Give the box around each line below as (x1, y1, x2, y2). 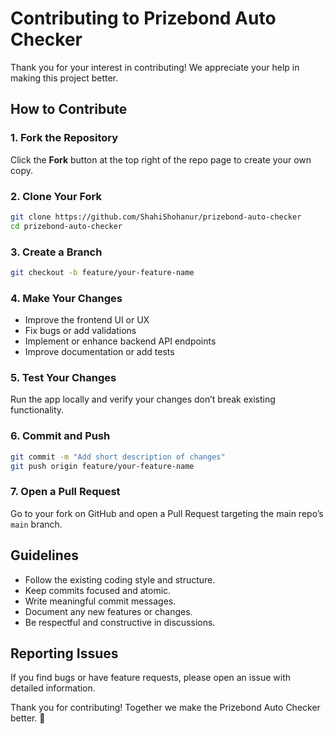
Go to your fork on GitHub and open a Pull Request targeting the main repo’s (10, 507, 324, 519)
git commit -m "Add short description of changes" (10, 452, 226, 462)
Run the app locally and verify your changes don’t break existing (10, 393, 276, 406)
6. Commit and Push (10, 429, 111, 443)
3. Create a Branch (10, 245, 103, 259)
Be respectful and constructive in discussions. (24, 616, 216, 628)
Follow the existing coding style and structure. (24, 573, 216, 586)
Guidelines (10, 547, 79, 564)
